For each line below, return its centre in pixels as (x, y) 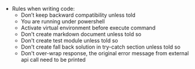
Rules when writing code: (43, 9)
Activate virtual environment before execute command (88, 28)
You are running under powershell (63, 21)
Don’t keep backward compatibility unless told (78, 15)
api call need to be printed (53, 60)
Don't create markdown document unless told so (81, 34)
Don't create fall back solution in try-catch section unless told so (101, 47)
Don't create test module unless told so (69, 40)
